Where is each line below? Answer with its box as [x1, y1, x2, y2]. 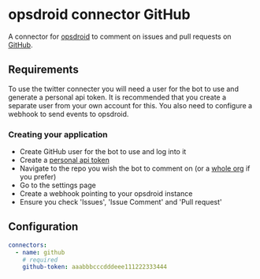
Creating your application [8, 129, 108, 140]
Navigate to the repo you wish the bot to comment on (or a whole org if [19, 164, 251, 173]
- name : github [15, 248, 65, 256]
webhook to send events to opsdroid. [8, 109, 129, 119]
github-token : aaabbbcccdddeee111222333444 [22, 263, 168, 271]
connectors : [8, 241, 47, 249]
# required [22, 255, 58, 264]
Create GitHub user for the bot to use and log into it [19, 147, 187, 156]
